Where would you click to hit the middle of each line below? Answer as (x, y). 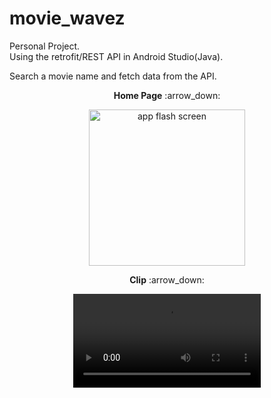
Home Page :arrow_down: (167, 95)
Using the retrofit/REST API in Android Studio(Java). (116, 56)
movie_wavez (67, 18)
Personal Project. (45, 46)
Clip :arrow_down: (167, 279)
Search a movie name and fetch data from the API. (113, 76)
